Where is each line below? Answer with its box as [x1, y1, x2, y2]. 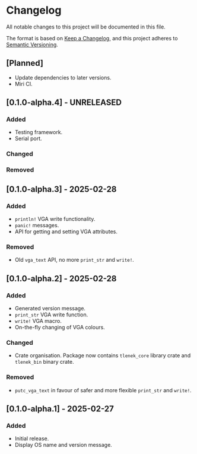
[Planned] [6, 58, 43, 68]
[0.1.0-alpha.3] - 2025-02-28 [6, 184, 117, 194]
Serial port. [14, 135, 42, 142]
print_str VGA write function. [14, 311, 88, 318]
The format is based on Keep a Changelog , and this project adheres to [6, 34, 178, 42]
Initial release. [14, 435, 49, 442]
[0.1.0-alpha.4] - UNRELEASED [6, 97, 122, 107]
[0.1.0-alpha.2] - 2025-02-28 [6, 274, 117, 284]
